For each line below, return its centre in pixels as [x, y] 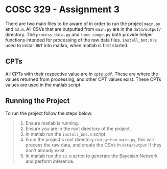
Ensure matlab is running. [52, 123]
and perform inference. [50, 161]
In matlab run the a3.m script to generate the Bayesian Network [91, 156]
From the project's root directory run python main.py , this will [90, 139]
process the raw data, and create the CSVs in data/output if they [93, 145]
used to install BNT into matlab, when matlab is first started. [67, 45]
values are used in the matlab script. [43, 84]
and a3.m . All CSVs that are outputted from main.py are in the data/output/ [83, 29]
